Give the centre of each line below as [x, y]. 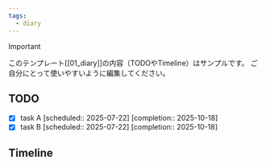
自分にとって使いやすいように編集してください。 [89, 72]
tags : [17, 16]
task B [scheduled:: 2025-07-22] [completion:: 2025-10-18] [118, 127]
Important [25, 46]
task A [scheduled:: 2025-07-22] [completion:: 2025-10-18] [119, 118]
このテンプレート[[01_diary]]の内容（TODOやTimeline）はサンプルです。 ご [133, 63]
